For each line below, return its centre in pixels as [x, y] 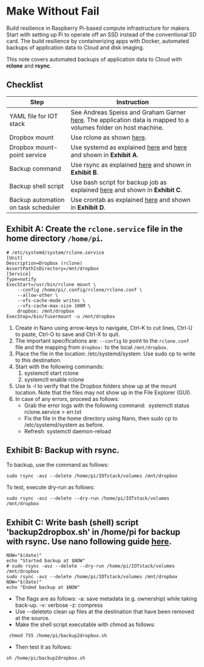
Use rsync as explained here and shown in [131, 164]
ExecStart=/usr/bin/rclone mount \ [51, 284]
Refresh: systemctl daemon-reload [67, 431]
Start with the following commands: [59, 366]
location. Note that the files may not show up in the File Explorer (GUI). [103, 392]
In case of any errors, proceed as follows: [67, 399]
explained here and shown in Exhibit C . [127, 190]
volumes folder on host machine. [117, 127]
